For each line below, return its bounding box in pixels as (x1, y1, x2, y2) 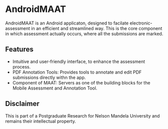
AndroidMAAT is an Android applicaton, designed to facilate (5, 20, 129, 26)
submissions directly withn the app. (12, 74, 86, 80)
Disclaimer (5, 99, 40, 108)
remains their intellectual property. (5, 118, 76, 124)
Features (5, 45, 34, 53)
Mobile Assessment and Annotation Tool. (12, 85, 98, 91)
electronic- (129, 20, 152, 26)
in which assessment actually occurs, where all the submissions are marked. (5, 30, 163, 36)
